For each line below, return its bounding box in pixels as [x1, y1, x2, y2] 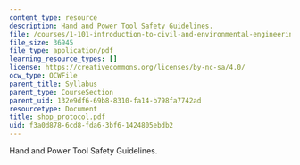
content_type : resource [9, 12, 98, 22]
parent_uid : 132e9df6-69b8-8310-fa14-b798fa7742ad [9, 95, 202, 105]
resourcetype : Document [9, 104, 98, 113]
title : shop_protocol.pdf [9, 112, 105, 121]
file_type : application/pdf [9, 46, 114, 55]
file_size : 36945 [9, 37, 74, 47]
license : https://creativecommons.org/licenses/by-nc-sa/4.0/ [9, 63, 246, 72]
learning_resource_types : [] [9, 54, 118, 63]
